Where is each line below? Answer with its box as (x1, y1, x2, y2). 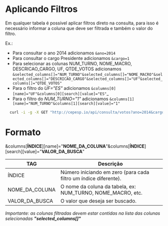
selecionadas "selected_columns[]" (5, 216, 81, 222)
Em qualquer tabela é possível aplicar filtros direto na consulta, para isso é (5, 20, 159, 26)
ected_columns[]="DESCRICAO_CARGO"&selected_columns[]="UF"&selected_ (12, 76, 163, 81)
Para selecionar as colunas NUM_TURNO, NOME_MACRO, (12, 60, 132, 66)
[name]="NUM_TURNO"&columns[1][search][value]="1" (12, 101, 120, 106)
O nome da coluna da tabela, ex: (60, 183, 136, 190)
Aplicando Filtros (5, 3, 78, 15)
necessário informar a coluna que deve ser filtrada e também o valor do (5, 25, 153, 31)
